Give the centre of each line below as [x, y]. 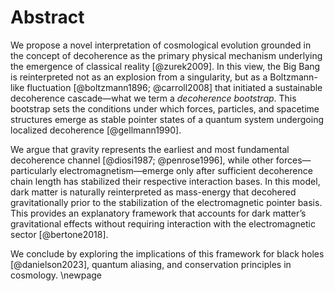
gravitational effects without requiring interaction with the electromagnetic [163, 223]
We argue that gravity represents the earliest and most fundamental [150, 149]
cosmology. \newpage [56, 275]
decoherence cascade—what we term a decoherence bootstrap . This [153, 98]
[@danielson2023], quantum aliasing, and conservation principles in [151, 264]
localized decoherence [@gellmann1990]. [96, 130]
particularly [34, 170]
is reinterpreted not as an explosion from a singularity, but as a [139, 77]
